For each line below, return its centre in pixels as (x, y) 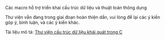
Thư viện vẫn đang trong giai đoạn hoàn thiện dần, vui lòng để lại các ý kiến (83, 17)
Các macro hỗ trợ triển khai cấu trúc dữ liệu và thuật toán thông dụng (76, 8)
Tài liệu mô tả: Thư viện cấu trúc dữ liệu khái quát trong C (64, 32)
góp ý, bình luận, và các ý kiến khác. (42, 22)
